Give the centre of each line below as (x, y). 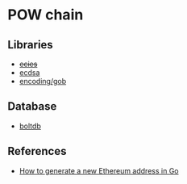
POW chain (46, 15)
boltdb (30, 126)
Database (32, 107)
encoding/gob (43, 81)
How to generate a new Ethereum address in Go (99, 170)
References (37, 151)
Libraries (30, 45)
